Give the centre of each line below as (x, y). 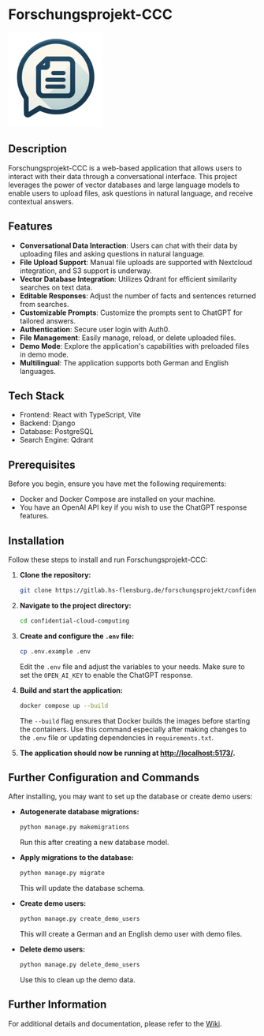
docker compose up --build (64, 705)
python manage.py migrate (62, 873)
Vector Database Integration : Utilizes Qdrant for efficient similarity (128, 279)
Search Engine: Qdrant (56, 440)
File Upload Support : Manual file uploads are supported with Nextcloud (136, 262)
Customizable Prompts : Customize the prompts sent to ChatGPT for (131, 312)
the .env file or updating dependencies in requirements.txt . (117, 737)
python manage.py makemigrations (74, 827)
